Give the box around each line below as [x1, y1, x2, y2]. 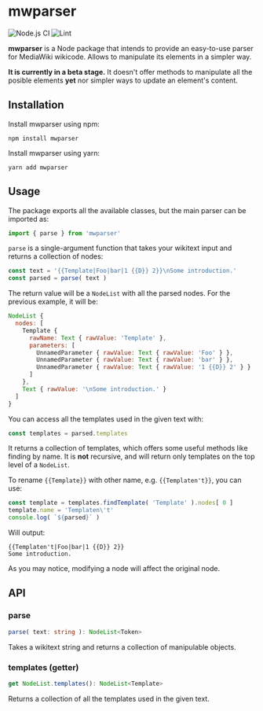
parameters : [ [28, 341, 76, 349]
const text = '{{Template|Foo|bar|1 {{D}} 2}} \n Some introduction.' [8, 267, 237, 275]
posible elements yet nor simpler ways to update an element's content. [8, 76, 238, 85]
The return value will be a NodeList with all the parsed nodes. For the [8, 289, 231, 298]
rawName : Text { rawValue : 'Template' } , [28, 333, 167, 342]
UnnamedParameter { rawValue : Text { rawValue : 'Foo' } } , [36, 348, 234, 356]
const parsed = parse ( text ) [8, 274, 108, 282]
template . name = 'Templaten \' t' [8, 507, 114, 514]
